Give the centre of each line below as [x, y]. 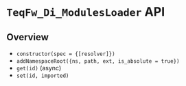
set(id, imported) [43, 76]
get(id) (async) [39, 68]
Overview [28, 37]
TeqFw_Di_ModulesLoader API [86, 12]
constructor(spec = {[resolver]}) [66, 54]
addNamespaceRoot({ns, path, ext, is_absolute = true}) [98, 61]
